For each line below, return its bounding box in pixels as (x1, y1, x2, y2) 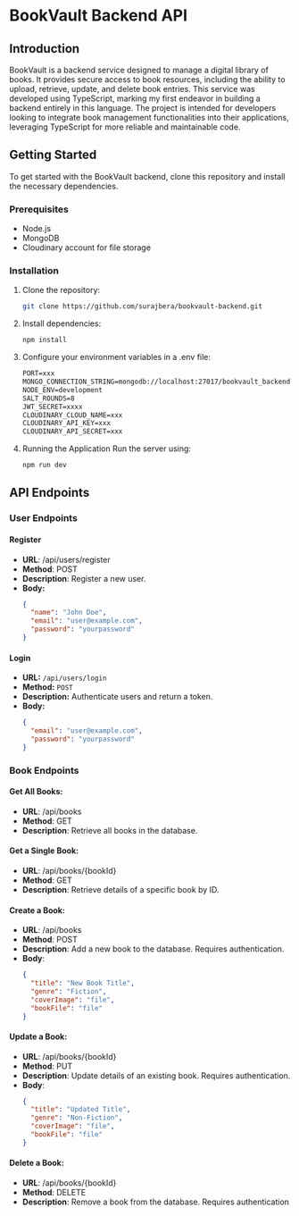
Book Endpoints (9, 764, 79, 776)
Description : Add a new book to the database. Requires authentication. (21, 943, 285, 954)
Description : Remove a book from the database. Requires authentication (21, 1196, 290, 1207)
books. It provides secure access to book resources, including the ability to (9, 74, 286, 85)
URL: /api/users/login (21, 672, 107, 683)
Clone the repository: (21, 285, 101, 296)
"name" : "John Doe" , (30, 608, 107, 617)
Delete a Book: (9, 1158, 64, 1169)
